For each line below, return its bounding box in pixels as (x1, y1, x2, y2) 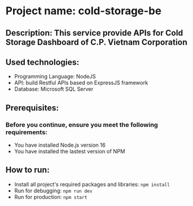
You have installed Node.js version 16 (14, 141, 106, 149)
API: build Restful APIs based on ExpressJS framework (14, 79, 148, 87)
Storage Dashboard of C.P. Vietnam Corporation (5, 37, 188, 47)
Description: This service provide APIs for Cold (5, 28, 183, 38)
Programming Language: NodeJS (14, 73, 96, 80)
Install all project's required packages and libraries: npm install (14, 180, 170, 188)
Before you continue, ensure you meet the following (5, 121, 159, 129)
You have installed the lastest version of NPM (14, 148, 125, 155)
